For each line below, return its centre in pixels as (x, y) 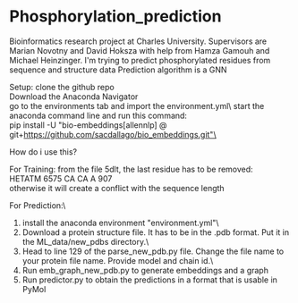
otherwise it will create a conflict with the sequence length (117, 188)
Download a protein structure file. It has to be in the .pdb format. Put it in (155, 232)
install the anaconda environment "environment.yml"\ (120, 223)
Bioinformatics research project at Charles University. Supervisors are (138, 41)
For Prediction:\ (38, 205)
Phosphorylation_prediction (115, 17)
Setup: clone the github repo (62, 87)
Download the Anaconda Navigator (74, 97)
